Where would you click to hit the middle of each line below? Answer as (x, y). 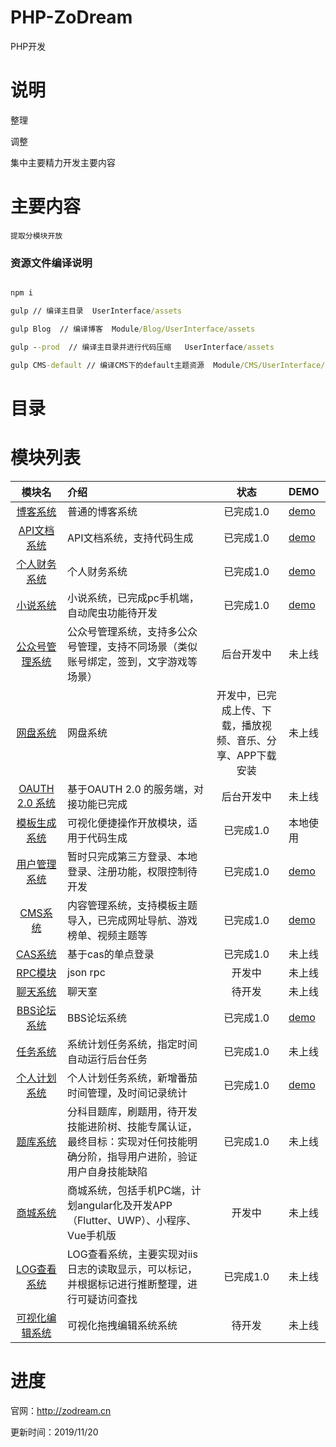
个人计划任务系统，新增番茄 (132, 1078)
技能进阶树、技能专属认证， (132, 1126)
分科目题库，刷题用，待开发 (132, 1111)
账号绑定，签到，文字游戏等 (132, 661)
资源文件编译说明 (51, 263)
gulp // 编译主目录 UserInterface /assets (96, 311)
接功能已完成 (97, 804)
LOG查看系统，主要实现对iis (132, 1254)
